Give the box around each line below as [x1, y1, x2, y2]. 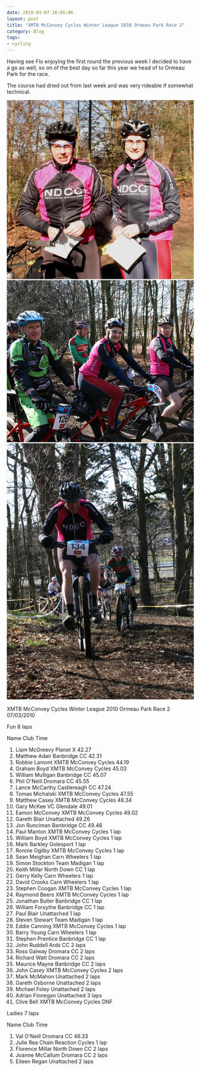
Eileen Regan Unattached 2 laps [15, 1058, 94, 1065]
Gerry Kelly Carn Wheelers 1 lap [15, 872, 94, 879]
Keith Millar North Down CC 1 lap [15, 866, 96, 873]
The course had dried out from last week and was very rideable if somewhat [7, 82, 193, 89]
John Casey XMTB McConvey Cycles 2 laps [15, 967, 123, 974]
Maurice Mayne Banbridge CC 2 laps [15, 961, 106, 968]
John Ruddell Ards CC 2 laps [15, 942, 86, 949]
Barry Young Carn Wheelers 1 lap [15, 929, 97, 936]
